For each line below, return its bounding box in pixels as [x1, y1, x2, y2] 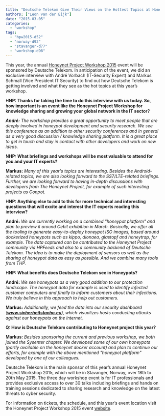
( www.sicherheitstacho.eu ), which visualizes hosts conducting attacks [5, 309, 151, 315]
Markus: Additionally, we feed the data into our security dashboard [5, 304, 142, 310]
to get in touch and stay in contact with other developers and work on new [5, 138, 156, 144]
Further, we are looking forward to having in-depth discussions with [5, 178, 142, 184]
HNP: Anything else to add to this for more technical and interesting [5, 198, 146, 204]
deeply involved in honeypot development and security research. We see [5, 122, 153, 128]
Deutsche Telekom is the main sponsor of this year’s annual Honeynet [5, 364, 146, 370]
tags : [5, 30, 17, 35]
